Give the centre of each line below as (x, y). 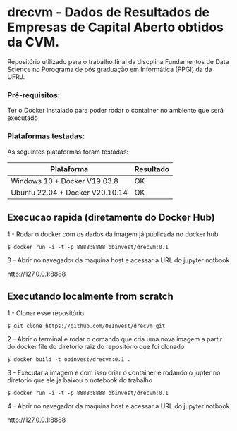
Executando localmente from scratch (91, 296)
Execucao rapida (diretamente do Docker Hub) (111, 217)
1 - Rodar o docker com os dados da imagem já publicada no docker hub (113, 234)
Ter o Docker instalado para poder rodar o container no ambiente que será (116, 111)
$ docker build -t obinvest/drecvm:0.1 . (69, 360)
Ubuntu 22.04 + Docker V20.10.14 (69, 193)
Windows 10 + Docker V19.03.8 (65, 181)
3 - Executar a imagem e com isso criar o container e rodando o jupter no (114, 373)
